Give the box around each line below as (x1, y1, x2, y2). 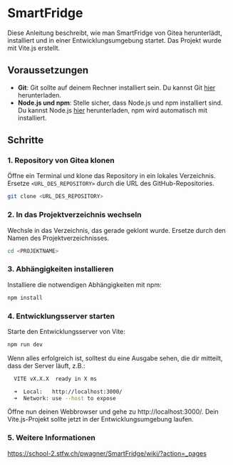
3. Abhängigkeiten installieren (7, 264, 114, 274)
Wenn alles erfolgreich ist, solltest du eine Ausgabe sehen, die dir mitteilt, (7, 354, 223, 362)
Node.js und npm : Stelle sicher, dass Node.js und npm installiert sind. (17, 98, 223, 107)
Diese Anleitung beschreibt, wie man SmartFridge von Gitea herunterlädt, (7, 28, 222, 37)
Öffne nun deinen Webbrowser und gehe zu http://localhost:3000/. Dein (7, 407, 219, 416)
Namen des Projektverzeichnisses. (7, 234, 109, 242)
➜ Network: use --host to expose (14, 395, 116, 402)
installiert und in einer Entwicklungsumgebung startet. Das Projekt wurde (7, 36, 222, 44)
